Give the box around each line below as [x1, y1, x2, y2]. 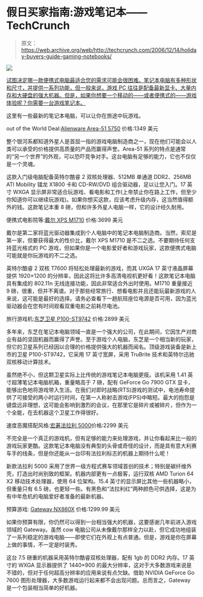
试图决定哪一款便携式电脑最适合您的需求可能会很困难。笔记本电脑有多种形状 [6, 76, 197, 83]
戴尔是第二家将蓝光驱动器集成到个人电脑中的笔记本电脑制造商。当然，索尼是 [6, 229, 197, 236]
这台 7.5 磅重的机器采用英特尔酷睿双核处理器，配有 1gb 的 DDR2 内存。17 [6, 553, 188, 561]
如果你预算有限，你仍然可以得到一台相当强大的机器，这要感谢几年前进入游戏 [6, 518, 197, 526]
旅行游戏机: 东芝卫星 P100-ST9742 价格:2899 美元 [6, 315, 130, 322]
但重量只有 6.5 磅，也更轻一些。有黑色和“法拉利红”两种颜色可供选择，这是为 [6, 485, 196, 492]
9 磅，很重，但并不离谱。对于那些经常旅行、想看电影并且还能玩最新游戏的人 [6, 287, 196, 294]
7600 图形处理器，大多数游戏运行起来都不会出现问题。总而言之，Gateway [6, 576, 191, 584]
